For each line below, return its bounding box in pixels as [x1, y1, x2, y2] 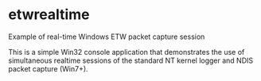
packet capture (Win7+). [8, 64, 89, 73]
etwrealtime [8, 6, 90, 24]
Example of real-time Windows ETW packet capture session [8, 32, 205, 41]
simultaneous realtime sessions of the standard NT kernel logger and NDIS [8, 56, 253, 65]
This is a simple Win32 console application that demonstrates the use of [8, 47, 245, 56]
